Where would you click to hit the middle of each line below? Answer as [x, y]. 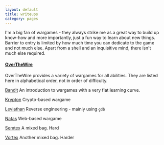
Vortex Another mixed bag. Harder [40, 137]
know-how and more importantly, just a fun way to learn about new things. [80, 38]
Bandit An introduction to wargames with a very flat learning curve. [73, 90]
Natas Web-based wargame [34, 118]
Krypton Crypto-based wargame [38, 99]
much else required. [25, 53]
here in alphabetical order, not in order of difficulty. [56, 81]
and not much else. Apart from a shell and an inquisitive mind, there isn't [78, 48]
